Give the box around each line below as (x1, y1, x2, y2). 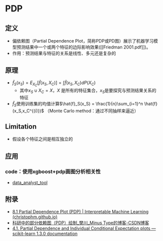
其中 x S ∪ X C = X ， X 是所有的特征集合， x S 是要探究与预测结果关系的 (19, 87, 157, 95)
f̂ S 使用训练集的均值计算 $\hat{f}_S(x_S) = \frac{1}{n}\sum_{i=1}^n (12, 100, 143, 108)
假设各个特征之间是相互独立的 (12, 136, 73, 142)
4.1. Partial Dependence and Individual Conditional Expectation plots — (12, 225, 156, 231)
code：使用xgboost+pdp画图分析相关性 (5, 168, 101, 175)
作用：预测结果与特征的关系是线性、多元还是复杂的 (12, 50, 116, 56)
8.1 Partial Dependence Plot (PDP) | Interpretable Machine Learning (12, 208, 149, 214)
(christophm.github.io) (12, 214, 58, 220)
